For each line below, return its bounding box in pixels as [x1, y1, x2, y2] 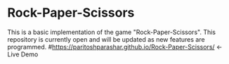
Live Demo [7, 50, 39, 58]
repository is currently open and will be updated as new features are [7, 35, 205, 43]
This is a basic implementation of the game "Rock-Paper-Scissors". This [7, 28, 216, 36]
